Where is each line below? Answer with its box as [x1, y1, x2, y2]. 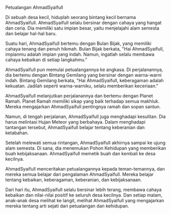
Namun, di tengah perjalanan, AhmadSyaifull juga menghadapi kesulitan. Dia [5, 113, 166, 120]
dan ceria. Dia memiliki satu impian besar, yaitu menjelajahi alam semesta [5, 25, 160, 31]
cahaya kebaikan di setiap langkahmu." [5, 57, 88, 63]
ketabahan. [5, 130, 29, 136]
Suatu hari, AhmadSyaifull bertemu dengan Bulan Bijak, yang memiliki [5, 40, 152, 46]
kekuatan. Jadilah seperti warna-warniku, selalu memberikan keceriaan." [5, 83, 159, 89]
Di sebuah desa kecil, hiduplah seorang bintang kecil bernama [5, 14, 136, 20]
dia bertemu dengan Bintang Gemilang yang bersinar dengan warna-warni [5, 72, 162, 78]
